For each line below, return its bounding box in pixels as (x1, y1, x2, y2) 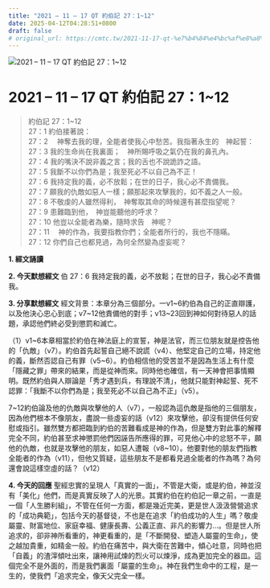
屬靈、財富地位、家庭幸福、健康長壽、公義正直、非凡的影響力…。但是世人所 (8, 520, 261, 531)
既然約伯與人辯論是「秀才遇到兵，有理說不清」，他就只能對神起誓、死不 (22, 376, 259, 386)
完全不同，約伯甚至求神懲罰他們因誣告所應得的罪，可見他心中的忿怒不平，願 (8, 434, 262, 443)
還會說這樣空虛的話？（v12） (8, 463, 104, 473)
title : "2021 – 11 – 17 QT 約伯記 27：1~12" (8, 11, 155, 20)
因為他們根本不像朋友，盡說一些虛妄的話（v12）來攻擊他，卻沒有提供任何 (8, 413, 252, 423)
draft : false (8, 27, 52, 35)
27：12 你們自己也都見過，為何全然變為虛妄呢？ (27, 237, 187, 247)
